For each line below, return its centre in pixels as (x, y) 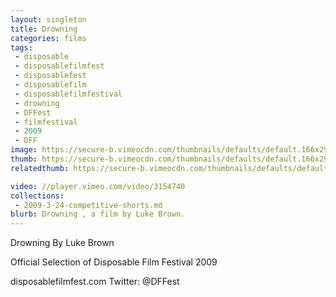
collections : (37, 196)
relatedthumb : (40, 168)
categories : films (48, 38)
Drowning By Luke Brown (62, 243)
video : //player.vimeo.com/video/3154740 (98, 186)
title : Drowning (44, 29)
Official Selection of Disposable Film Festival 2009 (114, 262)
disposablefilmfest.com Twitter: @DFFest (95, 282)
